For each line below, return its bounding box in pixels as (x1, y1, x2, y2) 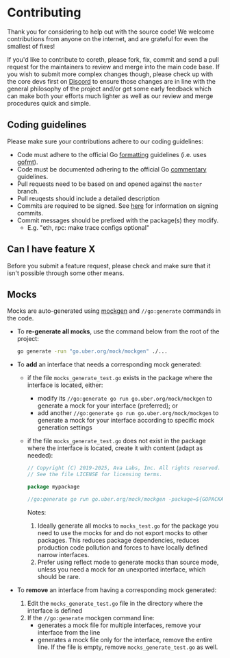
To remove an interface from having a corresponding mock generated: (16, 585, 217, 594)
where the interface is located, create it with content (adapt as (27, 444, 203, 452)
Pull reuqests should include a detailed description (16, 194, 159, 202)
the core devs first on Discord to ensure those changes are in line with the (7, 77, 216, 85)
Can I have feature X (7, 244, 96, 255)
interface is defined (27, 606, 83, 615)
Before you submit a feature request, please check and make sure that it (7, 261, 211, 270)
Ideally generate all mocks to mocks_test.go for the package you (37, 521, 219, 530)
